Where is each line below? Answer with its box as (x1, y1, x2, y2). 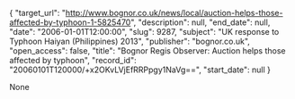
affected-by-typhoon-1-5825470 (9, 17, 131, 28)
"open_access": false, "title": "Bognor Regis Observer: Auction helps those (9, 45, 286, 56)
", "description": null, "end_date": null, (130, 17, 271, 28)
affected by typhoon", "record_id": (9, 55, 137, 65)
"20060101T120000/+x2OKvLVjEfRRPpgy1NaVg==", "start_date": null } (9, 64, 272, 75)
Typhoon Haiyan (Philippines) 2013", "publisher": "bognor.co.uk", (9, 36, 250, 46)
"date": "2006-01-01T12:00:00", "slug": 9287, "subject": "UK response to (9, 27, 280, 37)
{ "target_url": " (9, 8, 66, 18)
